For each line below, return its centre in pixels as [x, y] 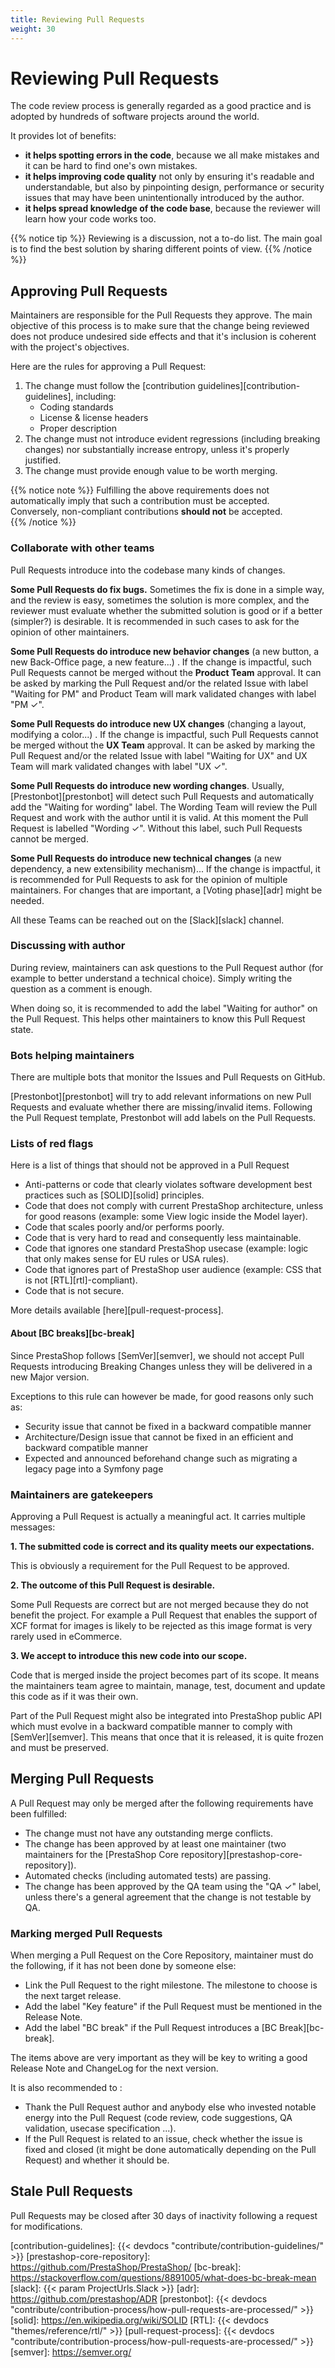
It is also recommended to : [66, 2088]
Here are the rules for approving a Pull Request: [108, 367]
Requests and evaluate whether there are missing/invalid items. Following [161, 1107]
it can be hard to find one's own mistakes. [111, 166]
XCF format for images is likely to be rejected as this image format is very [161, 1625]
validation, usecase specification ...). [100, 2128]
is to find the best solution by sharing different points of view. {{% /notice [161, 249]
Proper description [78, 428]
